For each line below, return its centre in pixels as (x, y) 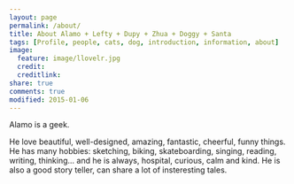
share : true (31, 83)
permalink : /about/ (45, 26)
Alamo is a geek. (39, 125)
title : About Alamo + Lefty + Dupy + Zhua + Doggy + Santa (120, 34)
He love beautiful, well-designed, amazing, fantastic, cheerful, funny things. (147, 142)
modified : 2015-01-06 (49, 100)
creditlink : (39, 75)
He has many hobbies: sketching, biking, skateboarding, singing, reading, (143, 151)
